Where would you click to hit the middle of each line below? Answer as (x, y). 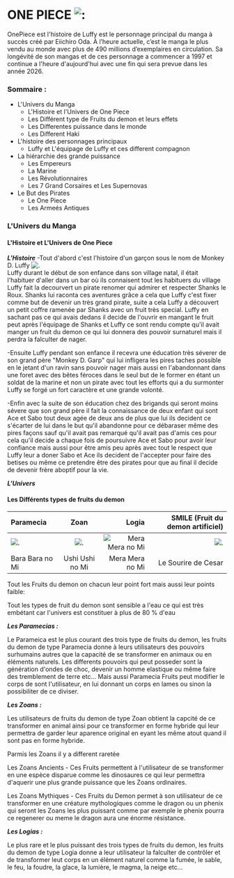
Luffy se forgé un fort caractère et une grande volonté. (86, 390)
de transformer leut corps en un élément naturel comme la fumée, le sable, (115, 859)
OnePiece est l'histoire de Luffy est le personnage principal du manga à (110, 34)
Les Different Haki (54, 134)
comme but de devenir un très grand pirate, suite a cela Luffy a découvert (113, 302)
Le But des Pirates (44, 193)
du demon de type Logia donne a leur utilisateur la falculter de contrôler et (114, 852)
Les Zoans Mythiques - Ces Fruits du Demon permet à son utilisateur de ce (115, 795)
